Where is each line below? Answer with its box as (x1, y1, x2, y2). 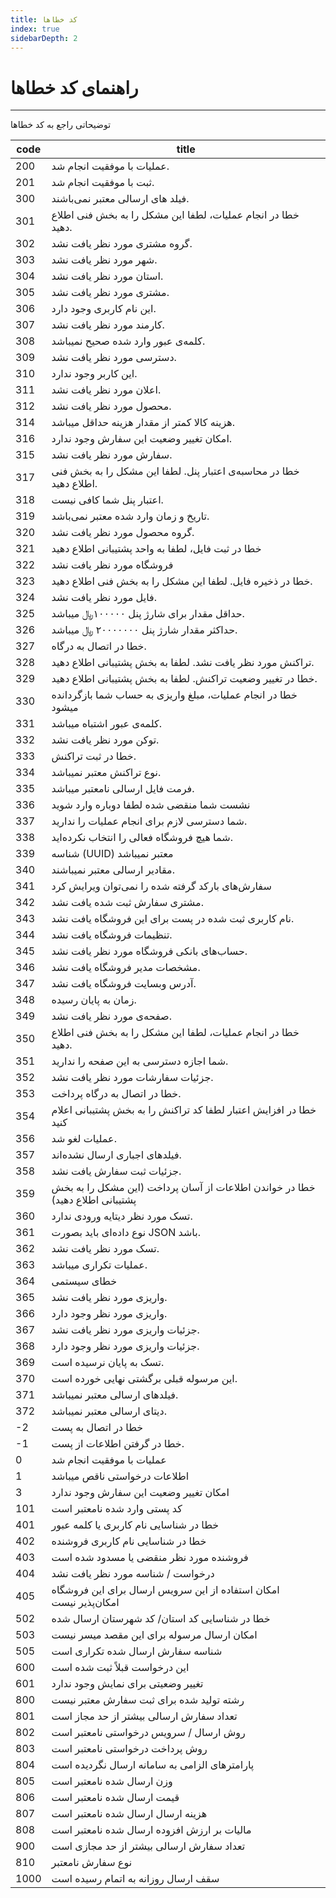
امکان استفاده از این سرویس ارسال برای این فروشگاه (51, 1583, 280, 1597)
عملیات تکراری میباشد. (51, 1258, 148, 1272)
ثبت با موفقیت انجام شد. (51, 176, 155, 190)
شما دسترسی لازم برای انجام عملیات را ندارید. (51, 814, 248, 828)
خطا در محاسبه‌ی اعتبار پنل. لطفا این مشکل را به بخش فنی (51, 464, 300, 478)
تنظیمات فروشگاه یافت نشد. (51, 928, 173, 942)
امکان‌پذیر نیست (51, 1596, 120, 1610)
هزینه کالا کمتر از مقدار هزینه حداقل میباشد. (51, 416, 236, 430)
